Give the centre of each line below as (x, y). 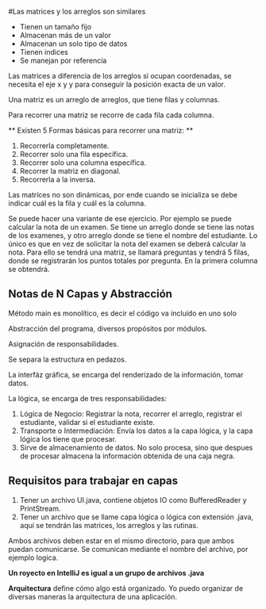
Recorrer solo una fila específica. (74, 154)
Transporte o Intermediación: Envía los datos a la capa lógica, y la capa (136, 431)
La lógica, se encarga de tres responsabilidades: (87, 398)
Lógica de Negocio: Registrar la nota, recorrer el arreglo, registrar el (131, 414)
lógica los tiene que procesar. (68, 439)
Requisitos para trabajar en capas (93, 481)
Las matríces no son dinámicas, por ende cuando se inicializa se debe (123, 195)
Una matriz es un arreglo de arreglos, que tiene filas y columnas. (114, 100)
